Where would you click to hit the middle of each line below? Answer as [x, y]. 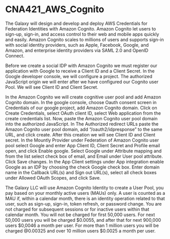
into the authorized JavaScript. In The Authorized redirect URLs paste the [82, 124]
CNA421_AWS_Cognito [55, 9]
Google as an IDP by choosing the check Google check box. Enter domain [82, 167]
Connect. [15, 56]
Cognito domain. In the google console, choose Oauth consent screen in [81, 102]
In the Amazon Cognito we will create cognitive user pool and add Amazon [83, 97]
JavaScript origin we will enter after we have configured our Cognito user [82, 82]
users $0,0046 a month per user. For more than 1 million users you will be [82, 225]
